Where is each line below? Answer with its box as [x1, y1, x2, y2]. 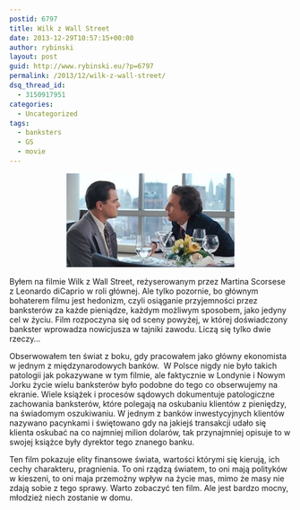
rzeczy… [9, 333, 41, 344]
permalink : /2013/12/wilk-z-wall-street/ [9, 72, 167, 81]
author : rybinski [9, 43, 74, 52]
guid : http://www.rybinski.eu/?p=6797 [9, 62, 154, 71]
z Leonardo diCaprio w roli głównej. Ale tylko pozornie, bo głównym [9, 286, 259, 296]
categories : [9, 100, 54, 109]
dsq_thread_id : [9, 81, 66, 90]
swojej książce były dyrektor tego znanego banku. [9, 436, 195, 447]
